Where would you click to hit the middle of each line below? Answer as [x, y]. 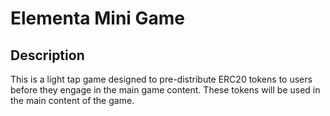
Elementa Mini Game [98, 18]
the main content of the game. [72, 100]
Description [47, 55]
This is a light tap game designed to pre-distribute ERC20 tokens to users [161, 79]
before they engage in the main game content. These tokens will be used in [165, 90]
